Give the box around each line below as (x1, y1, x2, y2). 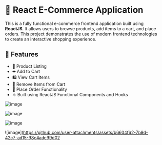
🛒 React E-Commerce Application (5, 4, 143, 16)
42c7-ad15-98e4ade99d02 (5, 134, 60, 141)
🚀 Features (5, 50, 39, 59)
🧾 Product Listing (12, 63, 47, 69)
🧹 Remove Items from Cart (12, 81, 66, 87)
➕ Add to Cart (12, 68, 40, 74)
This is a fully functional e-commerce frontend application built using (5, 21, 144, 26)
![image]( (5, 129, 23, 135)
